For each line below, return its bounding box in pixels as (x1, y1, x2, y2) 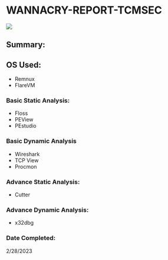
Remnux (14, 75, 35, 83)
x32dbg (14, 219, 34, 226)
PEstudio (14, 122, 37, 130)
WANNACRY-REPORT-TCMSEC (6, 4, 162, 17)
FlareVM (14, 82, 35, 89)
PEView (14, 116, 34, 123)
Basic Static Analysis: (6, 97, 70, 105)
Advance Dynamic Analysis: (6, 206, 89, 214)
